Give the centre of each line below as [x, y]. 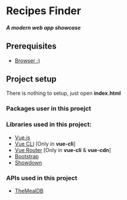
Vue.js [22, 137]
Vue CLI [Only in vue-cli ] [45, 144]
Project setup [32, 79]
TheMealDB [29, 191]
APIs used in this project [42, 178]
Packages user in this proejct [49, 109]
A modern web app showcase [43, 27]
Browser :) [27, 60]
